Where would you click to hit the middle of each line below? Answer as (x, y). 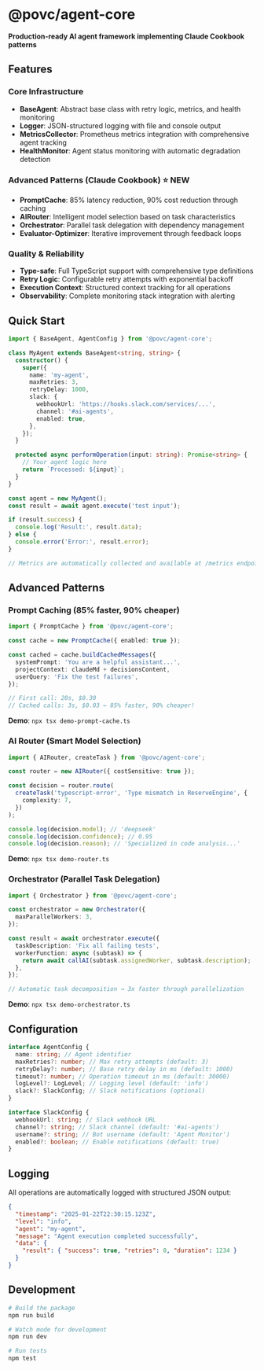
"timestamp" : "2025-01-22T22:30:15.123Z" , (86, 1214)
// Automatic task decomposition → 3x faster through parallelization (126, 989)
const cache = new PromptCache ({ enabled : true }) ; (94, 641)
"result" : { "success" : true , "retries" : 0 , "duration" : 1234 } (130, 1251)
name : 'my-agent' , (59, 375)
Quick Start (37, 320)
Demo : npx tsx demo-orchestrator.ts (70, 1004)
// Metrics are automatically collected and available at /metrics (121, 563)
